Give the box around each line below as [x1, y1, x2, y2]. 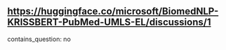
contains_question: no [7, 35, 72, 43]
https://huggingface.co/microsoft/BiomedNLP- [7, 6, 219, 17]
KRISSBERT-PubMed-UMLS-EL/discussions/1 [7, 17, 211, 28]
